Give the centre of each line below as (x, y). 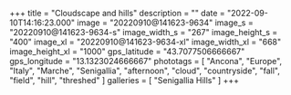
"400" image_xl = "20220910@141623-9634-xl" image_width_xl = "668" (145, 42)
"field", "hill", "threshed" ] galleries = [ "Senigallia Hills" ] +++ (125, 80)
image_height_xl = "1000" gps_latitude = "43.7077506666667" (127, 52)
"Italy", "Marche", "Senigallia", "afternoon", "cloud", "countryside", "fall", (145, 71)
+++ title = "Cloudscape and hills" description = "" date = (117, 13)
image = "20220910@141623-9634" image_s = (165, 23)
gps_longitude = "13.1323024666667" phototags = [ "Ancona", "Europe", (146, 61)
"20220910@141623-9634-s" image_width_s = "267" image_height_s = (144, 32)
